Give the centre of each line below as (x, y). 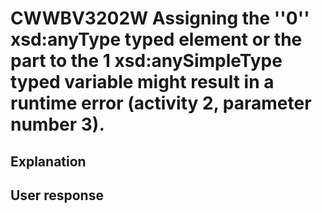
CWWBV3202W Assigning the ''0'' (160, 18)
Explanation (48, 161)
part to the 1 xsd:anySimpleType (146, 61)
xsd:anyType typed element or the (156, 39)
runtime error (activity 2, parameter (161, 103)
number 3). (57, 124)
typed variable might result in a (142, 82)
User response (57, 195)
